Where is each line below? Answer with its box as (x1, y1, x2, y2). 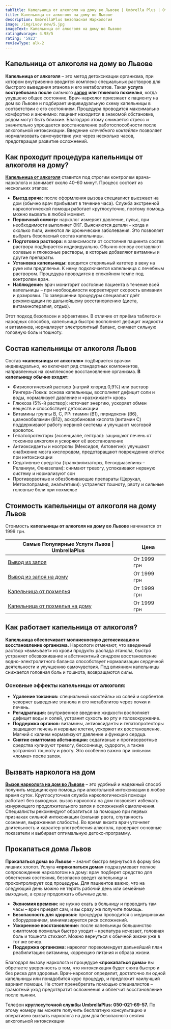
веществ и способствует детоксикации (12, 406, 98, 412)
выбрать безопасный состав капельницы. (12, 233, 104, 239)
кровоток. (12, 427, 35, 433)
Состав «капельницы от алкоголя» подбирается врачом (5, 358, 131, 364)
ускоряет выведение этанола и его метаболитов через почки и (12, 699, 151, 705)
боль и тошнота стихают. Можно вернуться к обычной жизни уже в (12, 933, 160, 939)
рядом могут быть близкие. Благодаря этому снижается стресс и (5, 116, 149, 122)
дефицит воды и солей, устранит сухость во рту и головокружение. (12, 715, 161, 721)
